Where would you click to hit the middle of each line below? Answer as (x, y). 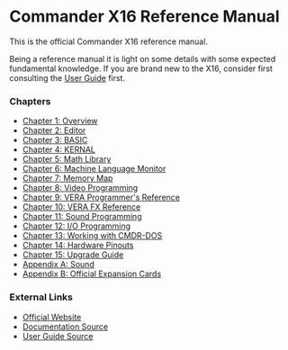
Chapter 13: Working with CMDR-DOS (92, 236)
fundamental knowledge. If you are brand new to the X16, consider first (141, 68)
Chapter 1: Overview (60, 121)
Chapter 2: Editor (54, 130)
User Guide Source (58, 336)
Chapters (30, 101)
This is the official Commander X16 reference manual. (109, 41)
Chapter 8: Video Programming (80, 188)
